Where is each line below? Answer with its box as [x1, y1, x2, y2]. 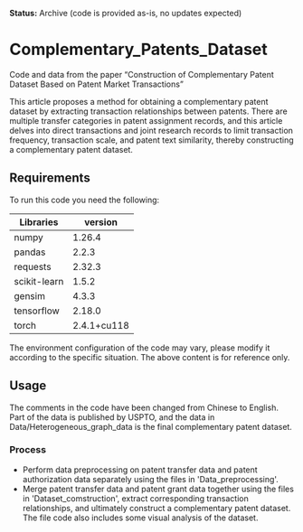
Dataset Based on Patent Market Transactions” [9, 79, 184, 89]
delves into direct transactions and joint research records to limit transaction [9, 125, 294, 135]
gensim [14, 289, 45, 302]
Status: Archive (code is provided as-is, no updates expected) [9, 8, 242, 18]
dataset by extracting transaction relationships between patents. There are [9, 106, 288, 117]
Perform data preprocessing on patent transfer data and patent [22, 464, 258, 475]
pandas [14, 246, 46, 258]
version [84, 216, 118, 229]
